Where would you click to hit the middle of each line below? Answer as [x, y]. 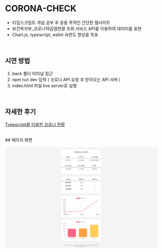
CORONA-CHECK [41, 8]
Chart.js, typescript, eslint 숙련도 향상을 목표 [55, 34]
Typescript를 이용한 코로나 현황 [35, 124]
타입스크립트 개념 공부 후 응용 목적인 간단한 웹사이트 [61, 22]
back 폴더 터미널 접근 [32, 73]
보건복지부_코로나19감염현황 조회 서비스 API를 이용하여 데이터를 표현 [77, 28]
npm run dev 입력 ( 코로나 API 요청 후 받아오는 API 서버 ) [66, 79]
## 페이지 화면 [19, 140]
